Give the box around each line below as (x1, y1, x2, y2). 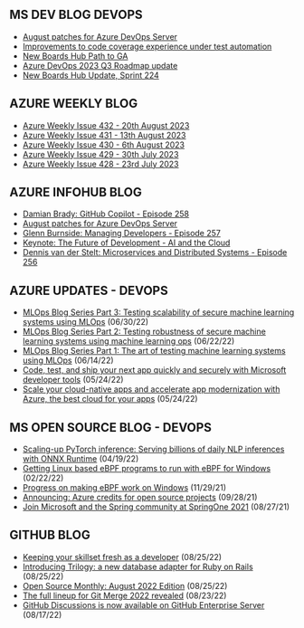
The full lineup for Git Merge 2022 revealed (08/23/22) (22, 590, 227, 601)
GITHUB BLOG (9, 528, 90, 543)
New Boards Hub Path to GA (22, 50, 128, 62)
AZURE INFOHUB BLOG (9, 185, 142, 200)
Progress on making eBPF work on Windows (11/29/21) (22, 482, 227, 493)
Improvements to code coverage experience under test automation (22, 41, 272, 52)
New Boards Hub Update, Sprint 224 (22, 70, 160, 81)
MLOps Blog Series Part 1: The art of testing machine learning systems (22, 346, 287, 357)
